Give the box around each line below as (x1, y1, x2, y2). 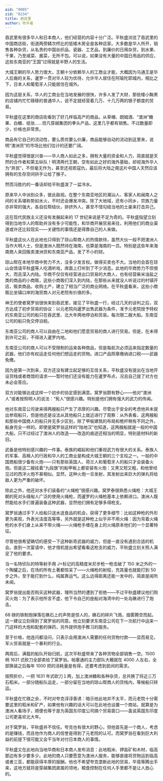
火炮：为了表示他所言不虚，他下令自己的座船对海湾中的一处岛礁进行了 (9, 595, 149, 601)
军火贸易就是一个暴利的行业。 (5, 641, 65, 646)
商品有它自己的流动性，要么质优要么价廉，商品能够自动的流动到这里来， (5, 136, 149, 142)
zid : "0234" (5, 12, 29, 17)
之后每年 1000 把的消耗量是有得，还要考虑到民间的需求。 (17, 663, 132, 669)
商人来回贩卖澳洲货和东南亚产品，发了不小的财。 (9, 249, 107, 255)
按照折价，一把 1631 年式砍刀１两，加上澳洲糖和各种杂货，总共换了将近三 (5, 673, 152, 679)
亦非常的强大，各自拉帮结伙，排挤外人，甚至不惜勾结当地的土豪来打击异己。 (5, 204, 158, 210)
